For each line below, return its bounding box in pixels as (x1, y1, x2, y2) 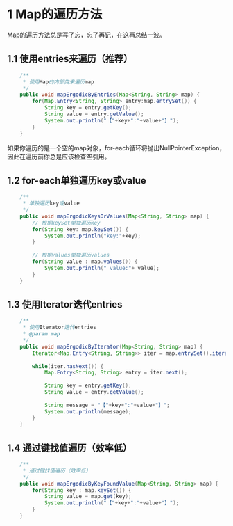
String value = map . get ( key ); (44, 493, 132, 500)
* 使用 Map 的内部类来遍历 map (22, 78, 95, 86)
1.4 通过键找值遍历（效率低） (7, 442, 132, 454)
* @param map (22, 330, 60, 337)
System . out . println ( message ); (44, 408, 132, 415)
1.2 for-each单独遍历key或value (7, 175, 147, 186)
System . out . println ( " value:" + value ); (44, 264, 159, 271)
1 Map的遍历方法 (7, 6, 103, 22)
